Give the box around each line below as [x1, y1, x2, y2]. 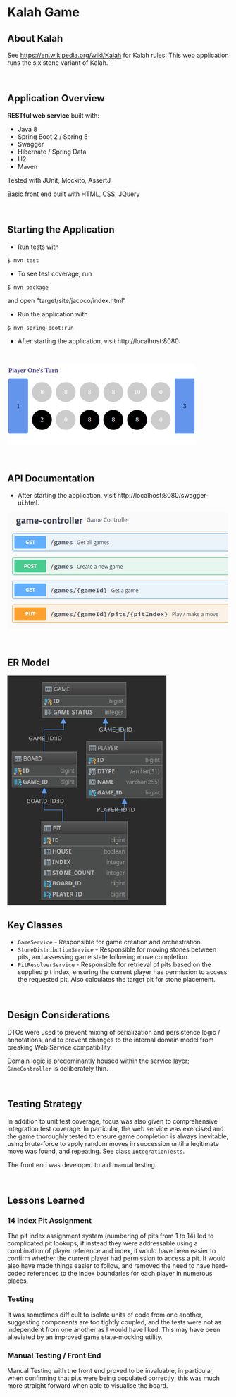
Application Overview [7, 92, 105, 104]
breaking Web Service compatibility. [7, 1042, 113, 1051]
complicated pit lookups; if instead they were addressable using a [7, 1239, 199, 1248]
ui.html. [17, 498, 40, 507]
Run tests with [17, 242, 59, 251]
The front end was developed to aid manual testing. [7, 1160, 157, 1169]
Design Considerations [7, 1009, 111, 1021]
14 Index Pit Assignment [7, 1216, 92, 1225]
